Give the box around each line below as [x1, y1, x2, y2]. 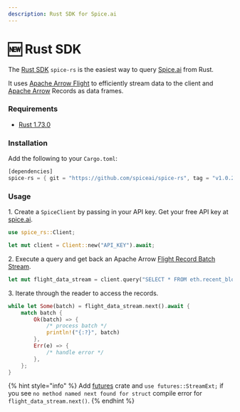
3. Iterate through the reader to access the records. [8, 289, 159, 297]
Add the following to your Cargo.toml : [8, 154, 118, 163]
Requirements [8, 104, 58, 114]
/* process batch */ [46, 322, 108, 329]
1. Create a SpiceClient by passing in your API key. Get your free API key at [8, 208, 229, 216]
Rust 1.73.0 [18, 120, 51, 129]
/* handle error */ [46, 349, 104, 356]
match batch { [21, 309, 63, 317]
